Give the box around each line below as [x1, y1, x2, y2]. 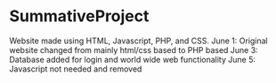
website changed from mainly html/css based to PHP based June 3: [9, 44, 258, 55]
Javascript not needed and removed [9, 64, 142, 74]
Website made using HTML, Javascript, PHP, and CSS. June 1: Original [9, 35, 269, 46]
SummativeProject [9, 6, 150, 26]
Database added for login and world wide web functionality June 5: [9, 54, 256, 64]
